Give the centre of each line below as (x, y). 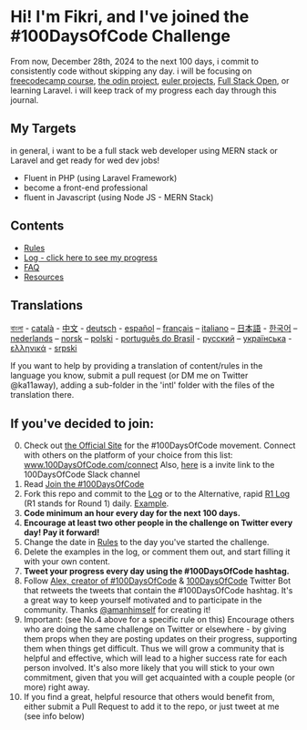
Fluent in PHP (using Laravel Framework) (100, 177)
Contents (37, 226)
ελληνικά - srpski (44, 349)
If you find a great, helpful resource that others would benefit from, (149, 697)
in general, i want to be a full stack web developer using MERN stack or (144, 150)
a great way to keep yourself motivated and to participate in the (143, 600)
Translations (47, 305)
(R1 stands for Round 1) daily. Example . (96, 503)
